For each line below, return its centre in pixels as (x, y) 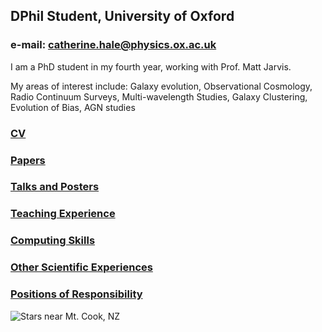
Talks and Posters (55, 187)
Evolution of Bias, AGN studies (73, 107)
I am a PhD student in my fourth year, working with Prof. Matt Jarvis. (151, 66)
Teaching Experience (63, 214)
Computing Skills (53, 241)
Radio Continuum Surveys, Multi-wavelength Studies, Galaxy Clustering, (159, 96)
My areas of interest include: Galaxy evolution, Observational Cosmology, (161, 86)
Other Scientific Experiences (81, 267)
